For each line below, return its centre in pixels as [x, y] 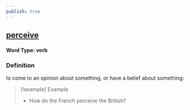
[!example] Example [44, 89]
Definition [20, 65]
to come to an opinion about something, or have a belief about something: [95, 78]
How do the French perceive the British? [77, 101]
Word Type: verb [27, 50]
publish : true [23, 11]
